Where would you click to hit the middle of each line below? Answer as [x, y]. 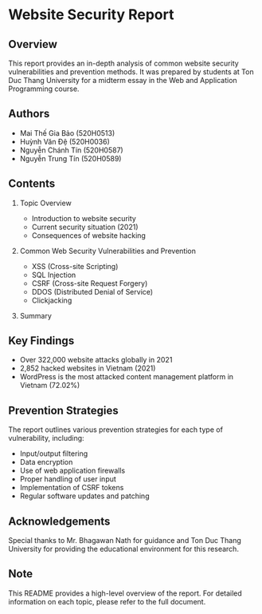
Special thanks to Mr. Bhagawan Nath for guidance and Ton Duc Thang [125, 541]
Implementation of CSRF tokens [72, 488]
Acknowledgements [59, 521]
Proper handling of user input [68, 479]
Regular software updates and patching [84, 496]
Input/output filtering [54, 454]
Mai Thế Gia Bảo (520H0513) [67, 133]
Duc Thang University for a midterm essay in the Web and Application [123, 80]
